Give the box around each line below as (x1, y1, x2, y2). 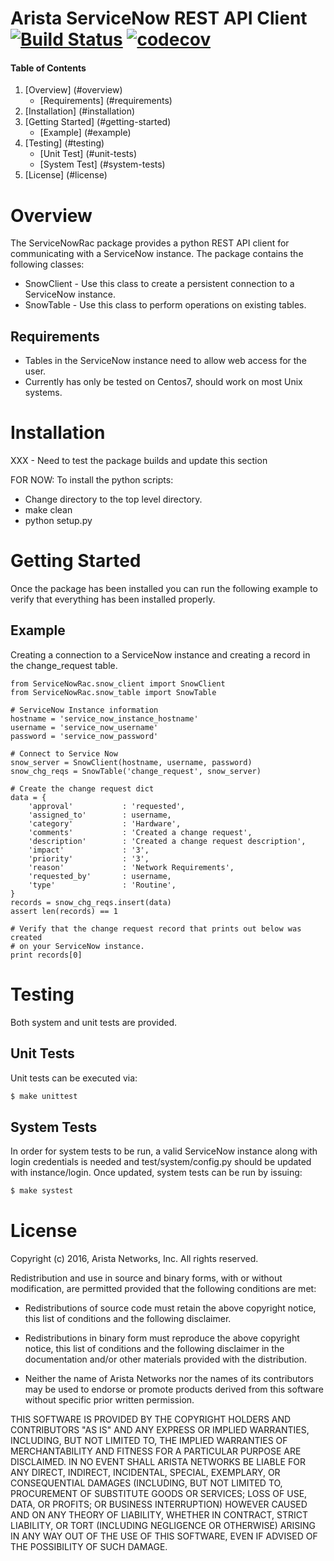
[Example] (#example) (39, 127, 132, 139)
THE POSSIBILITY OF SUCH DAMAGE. (10, 1541, 168, 1553)
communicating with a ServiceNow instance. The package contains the (10, 248, 304, 260)
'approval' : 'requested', (28, 801, 186, 811)
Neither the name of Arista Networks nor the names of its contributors (24, 1373, 314, 1385)
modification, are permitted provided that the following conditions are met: (10, 1283, 317, 1295)
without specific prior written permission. (24, 1394, 195, 1406)
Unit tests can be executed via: (10, 1072, 138, 1084)
